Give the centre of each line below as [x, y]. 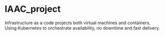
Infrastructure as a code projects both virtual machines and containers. [78, 23]
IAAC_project [33, 9]
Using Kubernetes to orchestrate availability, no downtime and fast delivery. [82, 28]
